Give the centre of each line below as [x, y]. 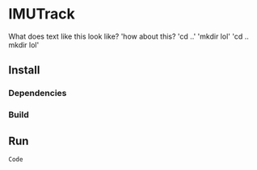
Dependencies [38, 93]
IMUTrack [42, 14]
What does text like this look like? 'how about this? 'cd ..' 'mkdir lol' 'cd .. [128, 36]
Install [24, 70]
